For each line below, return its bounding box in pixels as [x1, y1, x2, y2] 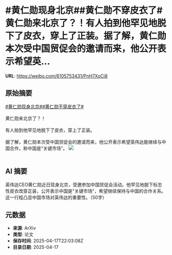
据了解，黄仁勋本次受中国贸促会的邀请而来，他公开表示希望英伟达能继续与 [5, 139, 162, 145]
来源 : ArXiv [12, 225, 36, 231]
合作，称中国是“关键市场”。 [9, 145, 68, 151]
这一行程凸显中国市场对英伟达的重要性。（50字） [5, 194, 107, 200]
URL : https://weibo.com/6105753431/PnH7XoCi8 [5, 72, 108, 79]
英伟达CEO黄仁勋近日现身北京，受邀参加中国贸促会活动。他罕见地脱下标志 [5, 182, 162, 188]
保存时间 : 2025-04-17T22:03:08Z [12, 238, 84, 244]
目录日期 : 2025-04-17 [12, 244, 59, 250]
